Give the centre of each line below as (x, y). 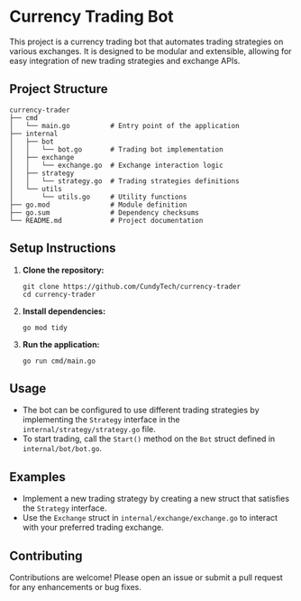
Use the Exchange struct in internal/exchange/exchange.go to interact (150, 518)
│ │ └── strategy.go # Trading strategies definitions (125, 181)
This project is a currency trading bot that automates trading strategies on (146, 42)
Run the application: (61, 344)
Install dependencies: (64, 311)
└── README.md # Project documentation (106, 220)
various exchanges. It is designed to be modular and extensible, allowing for (150, 51)
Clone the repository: (63, 270)
